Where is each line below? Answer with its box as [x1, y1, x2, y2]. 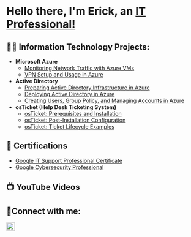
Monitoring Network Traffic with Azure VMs [24, 64, 135, 72]
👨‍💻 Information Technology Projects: [6, 42, 150, 52]
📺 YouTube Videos [6, 182, 80, 192]
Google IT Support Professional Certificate [15, 157, 123, 164]
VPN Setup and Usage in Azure [24, 71, 103, 78]
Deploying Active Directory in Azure [24, 91, 115, 97]
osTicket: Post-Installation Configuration [24, 116, 126, 124]
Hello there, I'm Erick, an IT [6, 4, 146, 18]
